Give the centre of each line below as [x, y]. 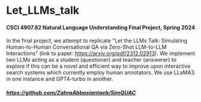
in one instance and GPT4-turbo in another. [60, 79]
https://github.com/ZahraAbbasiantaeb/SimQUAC [71, 92]
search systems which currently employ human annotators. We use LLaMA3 [100, 73]
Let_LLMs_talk [43, 10]
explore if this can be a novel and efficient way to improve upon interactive [98, 66]
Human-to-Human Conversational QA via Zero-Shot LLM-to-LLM [86, 47]
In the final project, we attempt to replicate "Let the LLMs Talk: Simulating [97, 41]
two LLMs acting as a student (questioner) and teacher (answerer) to [91, 60]
